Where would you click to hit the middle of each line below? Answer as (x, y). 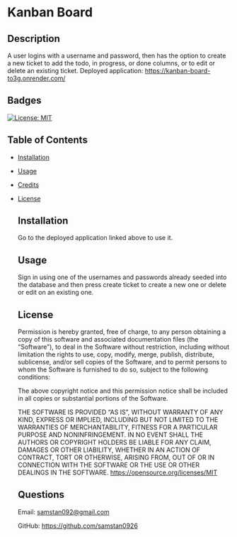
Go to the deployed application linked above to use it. (95, 238)
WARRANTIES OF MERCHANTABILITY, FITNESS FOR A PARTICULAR (117, 428)
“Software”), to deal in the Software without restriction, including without (123, 347)
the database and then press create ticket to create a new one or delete (122, 285)
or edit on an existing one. (56, 293)
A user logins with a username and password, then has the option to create (117, 55)
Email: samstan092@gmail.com (63, 511)
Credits (28, 185)
